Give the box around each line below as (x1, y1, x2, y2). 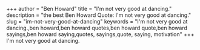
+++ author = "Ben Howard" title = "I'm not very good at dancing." (6, 5, 172, 12)
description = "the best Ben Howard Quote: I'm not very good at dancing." (6, 11, 192, 19)
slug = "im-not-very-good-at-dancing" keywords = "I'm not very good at (6, 18, 188, 25)
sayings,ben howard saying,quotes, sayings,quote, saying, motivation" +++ (6, 31, 195, 38)
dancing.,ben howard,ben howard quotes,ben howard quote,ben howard (6, 24, 188, 31)
